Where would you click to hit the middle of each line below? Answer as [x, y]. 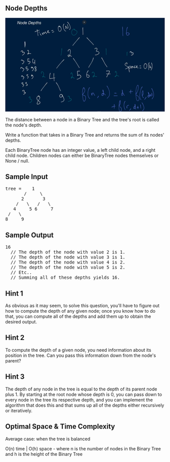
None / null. [17, 161]
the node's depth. [24, 125]
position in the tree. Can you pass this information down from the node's [81, 355]
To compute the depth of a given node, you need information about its [78, 350]
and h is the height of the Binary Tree [44, 454]
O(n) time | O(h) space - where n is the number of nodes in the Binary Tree [83, 448]
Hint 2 [15, 338]
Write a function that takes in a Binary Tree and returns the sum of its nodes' [85, 135]
